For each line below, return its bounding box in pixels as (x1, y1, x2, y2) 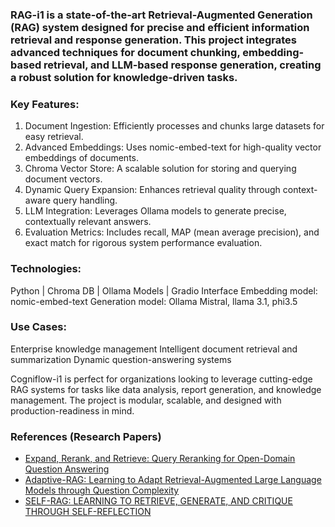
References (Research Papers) (10, 429, 162, 443)
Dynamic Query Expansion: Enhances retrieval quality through (24, 184, 281, 196)
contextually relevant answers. (24, 216, 152, 228)
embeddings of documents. (24, 152, 139, 164)
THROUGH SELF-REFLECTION (24, 506, 152, 518)
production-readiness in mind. (10, 404, 135, 417)
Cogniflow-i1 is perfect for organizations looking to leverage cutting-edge (10, 373, 313, 385)
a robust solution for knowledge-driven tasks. (10, 70, 238, 84)
